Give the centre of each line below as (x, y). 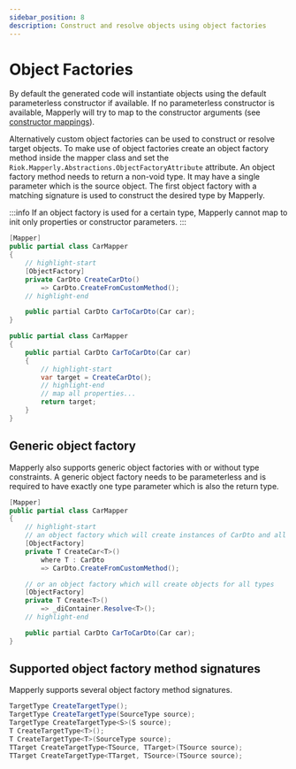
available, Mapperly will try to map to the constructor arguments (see (135, 112)
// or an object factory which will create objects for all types (150, 584)
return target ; (69, 402)
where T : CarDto (72, 560)
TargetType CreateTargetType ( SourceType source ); (102, 715)
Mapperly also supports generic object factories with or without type (134, 467)
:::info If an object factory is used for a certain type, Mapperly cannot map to (148, 212)
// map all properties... (89, 394)
